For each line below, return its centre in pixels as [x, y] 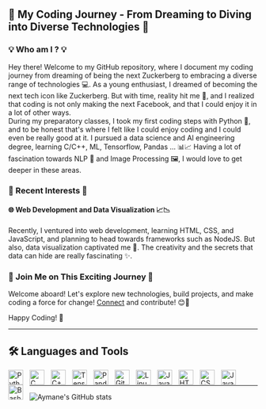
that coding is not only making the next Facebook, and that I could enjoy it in [133, 104]
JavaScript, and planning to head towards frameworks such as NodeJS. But [132, 239]
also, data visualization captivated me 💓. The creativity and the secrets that [131, 247]
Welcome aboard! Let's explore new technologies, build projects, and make [131, 294]
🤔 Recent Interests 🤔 [48, 190]
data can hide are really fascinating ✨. [70, 255]
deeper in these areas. [45, 170]
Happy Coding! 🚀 [36, 318]
